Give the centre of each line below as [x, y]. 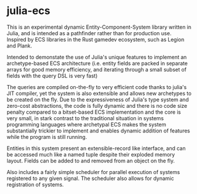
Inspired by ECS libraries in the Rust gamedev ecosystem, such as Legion [96, 39]
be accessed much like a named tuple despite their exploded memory [91, 154]
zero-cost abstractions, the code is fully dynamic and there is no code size [97, 105]
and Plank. [19, 46]
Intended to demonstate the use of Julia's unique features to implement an [97, 57]
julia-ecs [28, 11]
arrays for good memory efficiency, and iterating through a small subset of [97, 69]
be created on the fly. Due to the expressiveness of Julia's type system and [98, 99]
